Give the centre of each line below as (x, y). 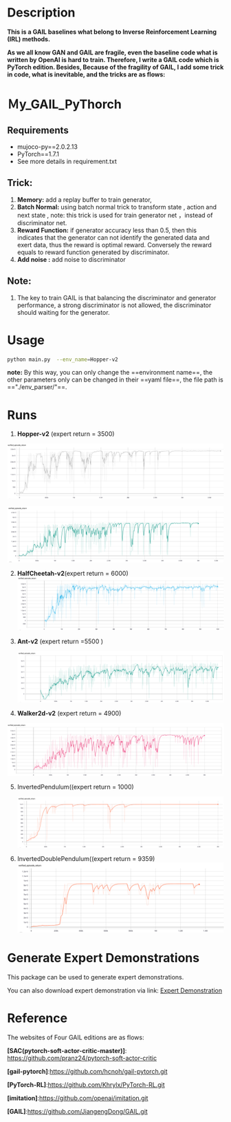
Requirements (38, 130)
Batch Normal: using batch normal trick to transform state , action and (117, 207)
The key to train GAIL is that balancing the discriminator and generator (117, 298)
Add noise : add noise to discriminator (71, 259)
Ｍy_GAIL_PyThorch (64, 104)
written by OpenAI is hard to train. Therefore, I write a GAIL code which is (113, 59)
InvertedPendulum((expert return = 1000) (75, 787)
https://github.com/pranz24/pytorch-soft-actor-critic (82, 1058)
